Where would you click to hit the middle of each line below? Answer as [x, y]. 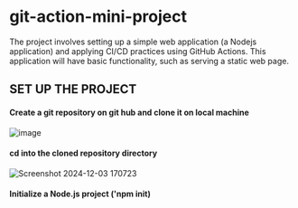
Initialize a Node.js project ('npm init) [80, 194]
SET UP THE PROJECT [73, 89]
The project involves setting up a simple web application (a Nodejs [133, 42]
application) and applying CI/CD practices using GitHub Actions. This [138, 51]
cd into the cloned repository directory [84, 153]
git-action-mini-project [98, 17]
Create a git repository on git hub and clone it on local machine [130, 112]
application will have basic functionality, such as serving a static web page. [149, 61]
